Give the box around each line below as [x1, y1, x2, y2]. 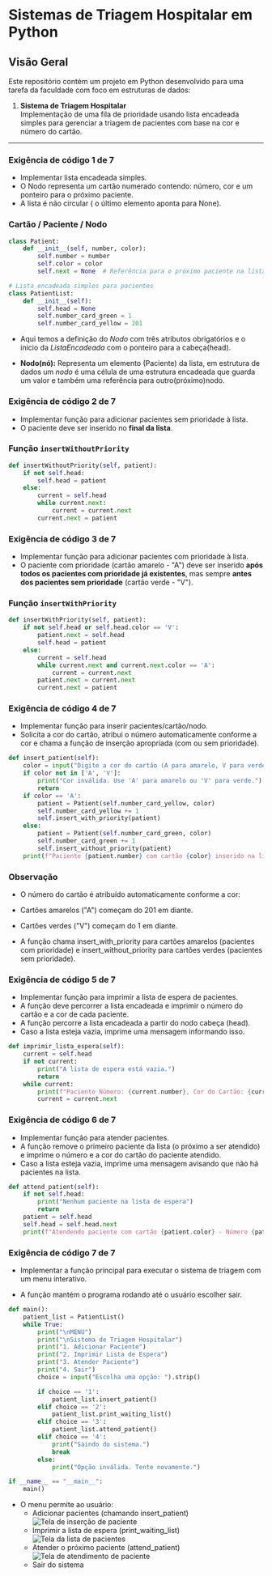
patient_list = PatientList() [23, 1313, 125, 1321]
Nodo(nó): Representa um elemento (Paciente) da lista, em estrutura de [19, 359, 261, 368]
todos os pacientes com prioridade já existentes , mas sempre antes [19, 569, 253, 579]
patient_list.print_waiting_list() [51, 1410, 172, 1418]
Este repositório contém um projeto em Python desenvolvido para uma [8, 77, 244, 86]
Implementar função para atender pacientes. [19, 1132, 170, 1142]
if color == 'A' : [23, 792, 82, 800]
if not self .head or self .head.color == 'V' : [23, 623, 180, 632]
